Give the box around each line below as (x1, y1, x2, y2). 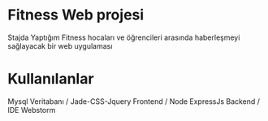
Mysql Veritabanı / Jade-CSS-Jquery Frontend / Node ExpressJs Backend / (7, 96, 261, 106)
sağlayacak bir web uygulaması (7, 41, 113, 50)
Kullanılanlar (7, 70, 94, 89)
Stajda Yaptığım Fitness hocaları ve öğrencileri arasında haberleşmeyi (7, 32, 240, 42)
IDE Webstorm (7, 105, 56, 115)
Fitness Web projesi (7, 6, 145, 24)
